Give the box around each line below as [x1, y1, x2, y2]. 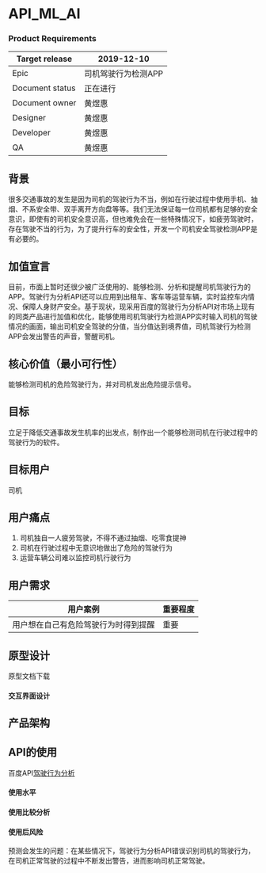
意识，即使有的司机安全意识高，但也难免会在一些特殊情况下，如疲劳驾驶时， [8, 215, 258, 224]
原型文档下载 [8, 671, 50, 680]
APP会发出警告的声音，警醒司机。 [8, 332, 120, 341]
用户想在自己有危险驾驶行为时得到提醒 [12, 619, 156, 631]
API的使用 [8, 745, 58, 759]
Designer [12, 112, 46, 124]
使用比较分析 [8, 807, 50, 817]
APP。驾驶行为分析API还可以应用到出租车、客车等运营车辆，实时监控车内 [8, 292, 248, 302]
